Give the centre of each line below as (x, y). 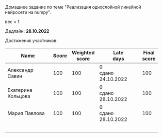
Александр (21, 70)
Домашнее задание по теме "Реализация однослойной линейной (73, 7)
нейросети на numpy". (28, 12)
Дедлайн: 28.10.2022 (27, 31)
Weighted (83, 52)
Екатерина (20, 90)
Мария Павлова (26, 113)
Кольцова (19, 96)
